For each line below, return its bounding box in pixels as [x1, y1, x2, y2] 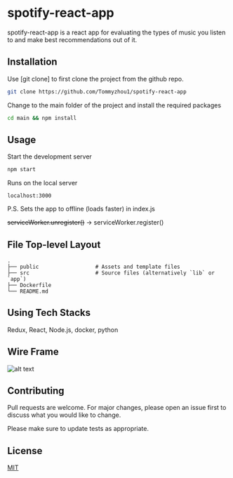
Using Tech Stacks [7, 307, 91, 319]
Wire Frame [7, 346, 60, 358]
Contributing [7, 385, 65, 397]
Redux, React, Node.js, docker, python [7, 325, 119, 334]
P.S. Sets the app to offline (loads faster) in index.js [7, 205, 156, 213]
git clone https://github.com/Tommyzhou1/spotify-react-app [7, 88, 187, 95]
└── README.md [7, 288, 49, 295]
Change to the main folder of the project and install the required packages [7, 100, 222, 109]
